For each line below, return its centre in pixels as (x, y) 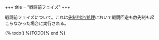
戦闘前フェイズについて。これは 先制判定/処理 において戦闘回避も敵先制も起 (80, 17)
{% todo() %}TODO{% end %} (35, 33)
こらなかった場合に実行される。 (37, 23)
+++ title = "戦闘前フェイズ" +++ (38, 7)
